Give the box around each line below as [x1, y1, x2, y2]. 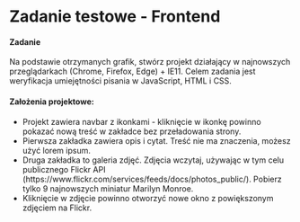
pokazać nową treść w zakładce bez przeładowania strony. [22, 126, 242, 137]
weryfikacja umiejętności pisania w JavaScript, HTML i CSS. [9, 75, 232, 86]
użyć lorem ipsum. [22, 145, 92, 155]
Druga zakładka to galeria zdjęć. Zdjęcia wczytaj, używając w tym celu [22, 155, 285, 165]
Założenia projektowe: [9, 96, 94, 107]
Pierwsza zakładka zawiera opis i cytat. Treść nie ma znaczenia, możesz [22, 135, 291, 146]
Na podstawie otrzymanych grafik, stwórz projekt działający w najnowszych [9, 57, 291, 67]
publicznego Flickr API [22, 164, 106, 174]
